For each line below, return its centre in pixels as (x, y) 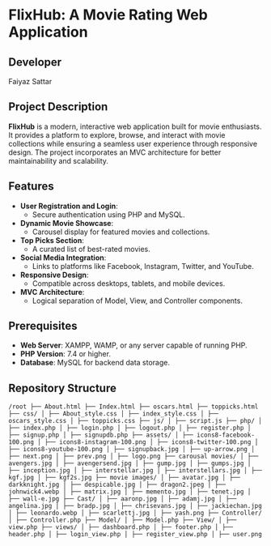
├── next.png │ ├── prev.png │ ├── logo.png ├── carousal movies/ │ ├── (133, 456)
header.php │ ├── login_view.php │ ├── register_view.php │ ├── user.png (135, 535)
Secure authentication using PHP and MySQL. (109, 214)
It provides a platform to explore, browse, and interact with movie (117, 134)
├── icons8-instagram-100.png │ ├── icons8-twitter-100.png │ (151, 442)
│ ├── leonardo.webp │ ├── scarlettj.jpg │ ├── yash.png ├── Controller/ (135, 513)
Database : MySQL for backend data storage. (95, 363)
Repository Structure (63, 388)
